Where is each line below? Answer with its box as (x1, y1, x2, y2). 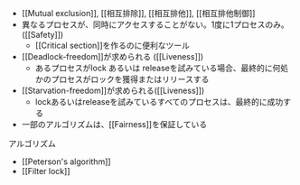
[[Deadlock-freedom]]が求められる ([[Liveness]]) (21, 51, 204, 61)
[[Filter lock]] (21, 166, 70, 176)
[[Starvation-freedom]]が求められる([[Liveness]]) (21, 85, 205, 96)
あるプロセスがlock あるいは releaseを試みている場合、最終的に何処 (34, 62, 289, 73)
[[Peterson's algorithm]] (21, 156, 111, 167)
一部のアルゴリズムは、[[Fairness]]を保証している (21, 119, 208, 129)
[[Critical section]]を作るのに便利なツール (34, 40, 191, 51)
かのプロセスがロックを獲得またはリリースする (34, 74, 210, 84)
